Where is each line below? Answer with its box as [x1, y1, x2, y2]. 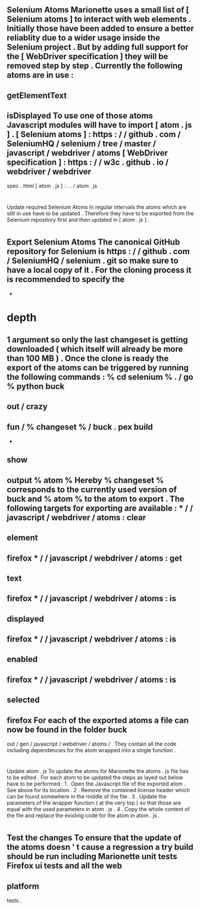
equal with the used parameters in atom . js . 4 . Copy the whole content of [7, 806, 190, 813]
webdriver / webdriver [7, 166, 92, 177]
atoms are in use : [7, 70, 74, 81]
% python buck [7, 381, 65, 391]
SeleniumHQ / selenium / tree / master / [7, 138, 157, 149]
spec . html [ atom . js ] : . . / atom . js [7, 183, 98, 190]
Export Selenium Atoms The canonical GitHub [7, 237, 180, 247]
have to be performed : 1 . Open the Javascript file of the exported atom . [7, 780, 186, 787]
